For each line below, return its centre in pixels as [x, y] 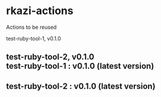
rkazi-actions [40, 11]
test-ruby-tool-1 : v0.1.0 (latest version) [80, 66]
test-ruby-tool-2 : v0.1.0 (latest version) [81, 86]
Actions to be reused [32, 27]
